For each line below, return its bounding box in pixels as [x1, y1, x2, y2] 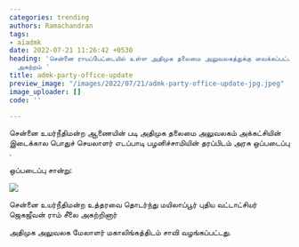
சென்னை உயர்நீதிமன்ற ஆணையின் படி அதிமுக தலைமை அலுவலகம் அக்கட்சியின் [9, 128, 282, 139]
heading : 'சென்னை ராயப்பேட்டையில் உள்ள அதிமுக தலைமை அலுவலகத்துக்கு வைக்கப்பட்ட [9, 54, 292, 63]
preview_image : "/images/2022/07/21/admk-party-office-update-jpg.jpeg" [9, 79, 285, 88]
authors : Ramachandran [9, 21, 93, 30]
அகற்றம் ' [17, 63, 51, 72]
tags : [9, 29, 29, 38]
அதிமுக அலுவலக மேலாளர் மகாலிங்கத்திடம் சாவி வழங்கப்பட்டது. [9, 227, 231, 238]
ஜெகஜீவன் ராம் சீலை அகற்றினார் [9, 210, 117, 220]
